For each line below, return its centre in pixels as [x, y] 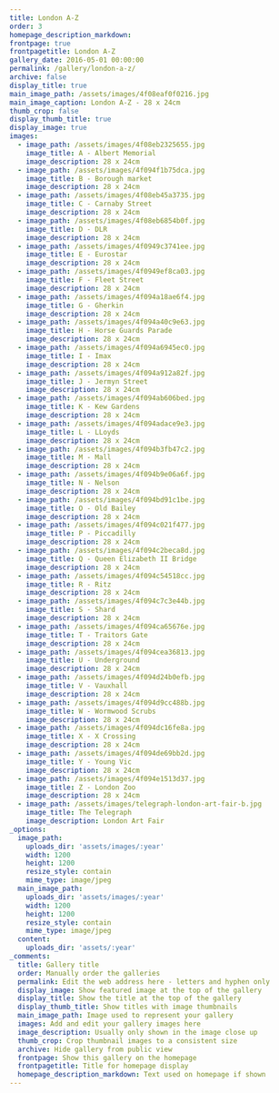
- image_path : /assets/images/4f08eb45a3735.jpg [111, 196]
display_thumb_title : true [60, 119]
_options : [28, 829]
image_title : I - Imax [69, 356]
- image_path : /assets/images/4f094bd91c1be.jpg [111, 500]
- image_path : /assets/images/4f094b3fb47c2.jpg [111, 449]
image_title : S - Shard [71, 610]
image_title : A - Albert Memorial [91, 153]
